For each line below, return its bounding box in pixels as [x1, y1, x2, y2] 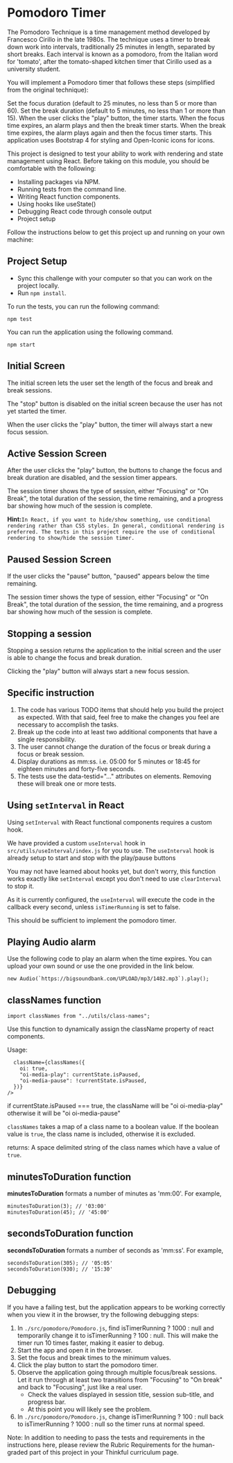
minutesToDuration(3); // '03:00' [7, 1203, 107, 1210]
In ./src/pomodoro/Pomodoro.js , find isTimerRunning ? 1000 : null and [17, 1323, 214, 1332]
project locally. [17, 281, 60, 290]
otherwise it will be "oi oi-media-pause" [7, 1109, 121, 1118]
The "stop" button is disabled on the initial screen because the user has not [7, 399, 223, 408]
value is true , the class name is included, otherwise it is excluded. [7, 1130, 196, 1139]
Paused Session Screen [7, 554, 112, 565]
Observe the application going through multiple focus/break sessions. [17, 1368, 217, 1376]
